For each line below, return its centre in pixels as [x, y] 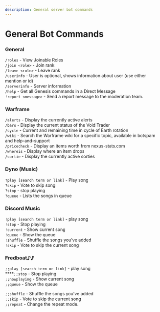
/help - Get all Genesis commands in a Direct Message [60, 91]
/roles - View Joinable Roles [34, 60]
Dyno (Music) [22, 169]
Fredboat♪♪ [20, 257]
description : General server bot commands [49, 10]
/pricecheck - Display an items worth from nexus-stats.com [65, 146]
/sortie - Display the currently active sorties [50, 156]
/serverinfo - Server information [38, 86]
